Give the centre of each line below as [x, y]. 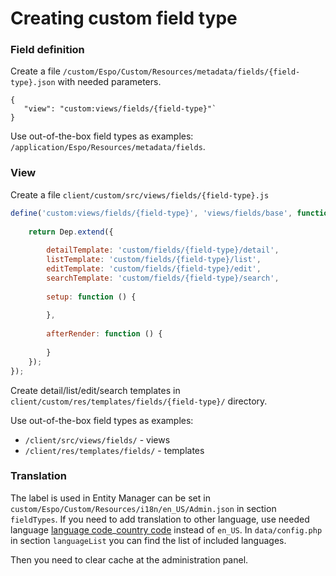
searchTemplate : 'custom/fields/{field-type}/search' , [163, 278]
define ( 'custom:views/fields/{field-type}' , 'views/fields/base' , [151, 213]
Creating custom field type [124, 18]
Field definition [47, 50]
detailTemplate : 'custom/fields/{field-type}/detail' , [163, 250]
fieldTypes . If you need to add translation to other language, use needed [160, 519]
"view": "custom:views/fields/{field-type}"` [120, 109]
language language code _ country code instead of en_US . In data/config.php [166, 529]
